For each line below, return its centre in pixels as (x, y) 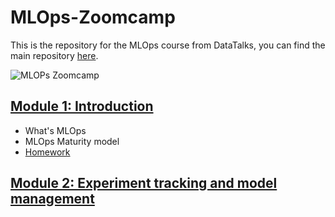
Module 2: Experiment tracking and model (144, 183)
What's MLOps (55, 130)
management (52, 199)
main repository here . (54, 55)
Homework (47, 152)
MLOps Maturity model (72, 141)
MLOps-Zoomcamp (93, 17)
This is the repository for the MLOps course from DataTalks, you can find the (168, 45)
